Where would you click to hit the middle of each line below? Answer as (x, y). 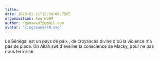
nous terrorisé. (20, 52)
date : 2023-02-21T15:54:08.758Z (38, 14)
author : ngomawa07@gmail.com (35, 23)
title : (12, 9)
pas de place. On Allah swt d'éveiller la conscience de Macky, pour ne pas (79, 46)
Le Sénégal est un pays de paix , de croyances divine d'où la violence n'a (79, 41)
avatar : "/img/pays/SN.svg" (34, 28)
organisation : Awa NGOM (29, 18)
